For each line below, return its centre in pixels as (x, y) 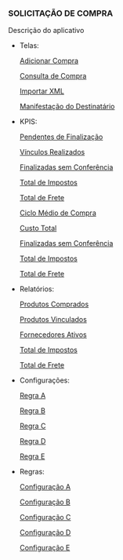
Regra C (33, 426)
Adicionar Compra (49, 61)
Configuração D (45, 533)
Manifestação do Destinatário (67, 107)
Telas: (29, 46)
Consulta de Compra (53, 76)
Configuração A (45, 487)
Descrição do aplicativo (46, 31)
